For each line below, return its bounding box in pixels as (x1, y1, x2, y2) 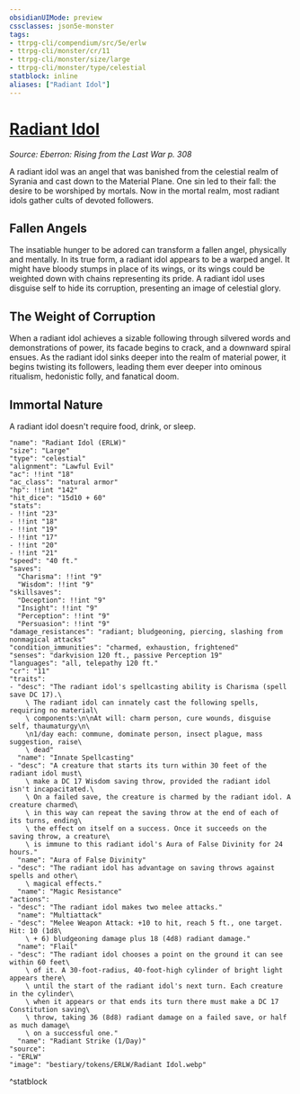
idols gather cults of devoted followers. (9, 194, 154, 205)
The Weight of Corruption (9, 309, 156, 324)
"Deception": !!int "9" (17, 596, 106, 605)
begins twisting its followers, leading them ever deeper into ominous (9, 362, 262, 372)
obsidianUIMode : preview (9, 13, 102, 22)
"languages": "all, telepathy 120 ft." (9, 659, 159, 668)
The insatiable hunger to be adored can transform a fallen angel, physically (9, 245, 287, 256)
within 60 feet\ (9, 958, 70, 967)
